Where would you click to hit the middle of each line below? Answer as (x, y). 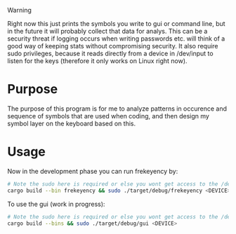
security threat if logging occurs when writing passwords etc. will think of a (116, 39)
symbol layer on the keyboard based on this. (72, 123)
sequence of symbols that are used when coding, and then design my (108, 116)
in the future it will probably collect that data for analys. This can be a (107, 31)
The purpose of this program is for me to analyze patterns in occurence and (117, 109)
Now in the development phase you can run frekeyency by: (93, 171)
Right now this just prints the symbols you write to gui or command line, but (117, 23)
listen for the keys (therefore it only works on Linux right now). (97, 61)
